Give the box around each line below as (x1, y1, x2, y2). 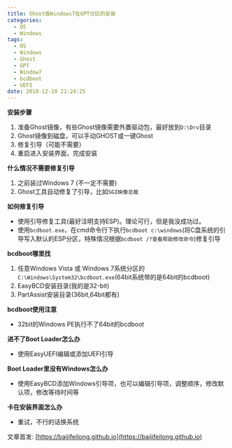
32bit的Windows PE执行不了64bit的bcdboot (17, 320, 145, 329)
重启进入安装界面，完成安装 (17, 149, 98, 158)
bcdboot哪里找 (7, 249, 51, 258)
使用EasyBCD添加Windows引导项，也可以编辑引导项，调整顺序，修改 (17, 380, 218, 388)
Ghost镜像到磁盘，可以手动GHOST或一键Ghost (17, 132, 154, 140)
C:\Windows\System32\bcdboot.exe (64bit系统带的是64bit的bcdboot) (17, 273, 210, 281)
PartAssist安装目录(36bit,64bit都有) (17, 290, 120, 299)
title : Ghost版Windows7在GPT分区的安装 (7, 10, 116, 17)
